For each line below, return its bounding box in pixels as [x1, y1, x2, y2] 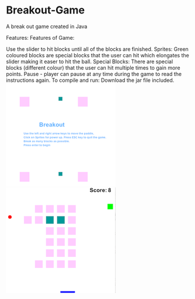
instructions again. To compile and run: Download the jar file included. [6, 77, 175, 84]
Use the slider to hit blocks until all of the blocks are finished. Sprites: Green [6, 45, 189, 53]
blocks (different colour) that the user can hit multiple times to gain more [6, 64, 180, 71]
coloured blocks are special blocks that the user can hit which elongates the [6, 51, 190, 59]
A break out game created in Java [6, 23, 88, 30]
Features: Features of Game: [6, 34, 75, 41]
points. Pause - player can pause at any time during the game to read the [6, 70, 182, 77]
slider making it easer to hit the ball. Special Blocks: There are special [6, 58, 173, 65]
